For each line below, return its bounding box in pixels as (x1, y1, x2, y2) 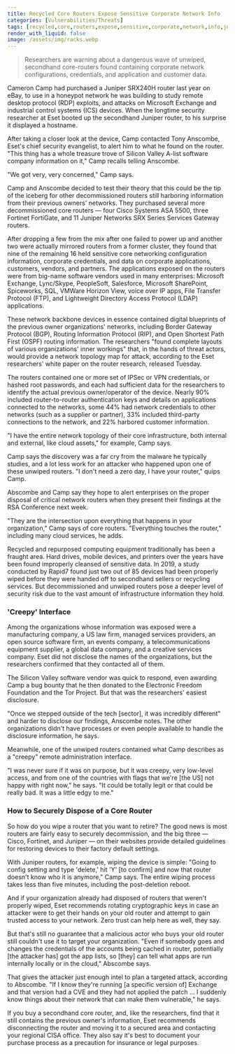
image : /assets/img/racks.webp (7, 36, 99, 43)
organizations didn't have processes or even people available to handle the (7, 725, 224, 733)
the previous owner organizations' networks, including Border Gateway (7, 322, 212, 331)
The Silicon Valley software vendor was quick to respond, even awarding (7, 674, 217, 682)
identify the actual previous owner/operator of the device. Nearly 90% (7, 388, 210, 397)
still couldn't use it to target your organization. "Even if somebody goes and (7, 937, 225, 945)
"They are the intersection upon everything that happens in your (7, 517, 192, 525)
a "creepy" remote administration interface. (7, 753, 132, 761)
